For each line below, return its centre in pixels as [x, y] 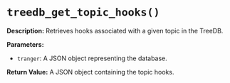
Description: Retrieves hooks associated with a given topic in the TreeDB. [115, 31]
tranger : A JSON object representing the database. [92, 58]
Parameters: [25, 44]
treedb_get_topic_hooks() [83, 12]
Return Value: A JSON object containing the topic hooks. [90, 72]
